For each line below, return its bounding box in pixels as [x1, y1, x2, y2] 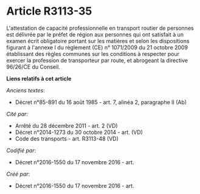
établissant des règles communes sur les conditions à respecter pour [6, 50, 179, 57]
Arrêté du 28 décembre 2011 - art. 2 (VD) [15, 122, 118, 129]
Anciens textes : [6, 86, 46, 94]
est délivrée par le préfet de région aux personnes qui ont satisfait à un [6, 30, 184, 38]
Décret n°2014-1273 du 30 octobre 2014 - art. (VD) [15, 128, 143, 136]
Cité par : [6, 110, 29, 117]
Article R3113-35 [6, 4, 92, 18]
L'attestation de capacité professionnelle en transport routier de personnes [6, 24, 194, 32]
